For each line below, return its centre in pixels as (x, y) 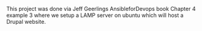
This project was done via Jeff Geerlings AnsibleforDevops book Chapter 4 (101, 9)
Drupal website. (26, 22)
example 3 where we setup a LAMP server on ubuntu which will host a (95, 15)
